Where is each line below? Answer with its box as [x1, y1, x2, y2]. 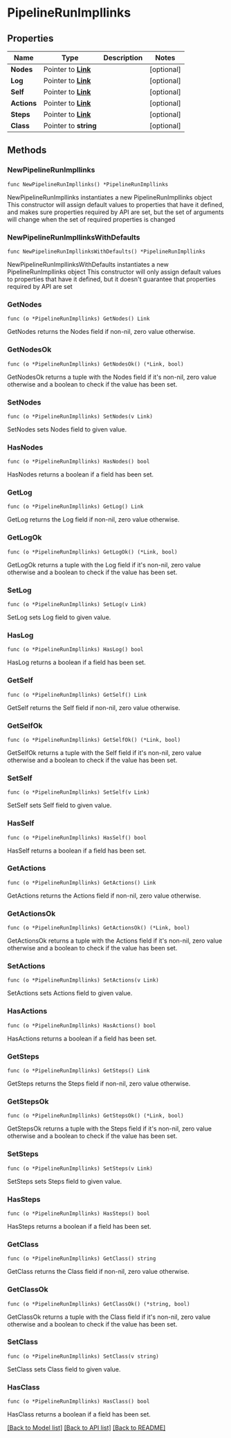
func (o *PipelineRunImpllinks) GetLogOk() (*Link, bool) [7, 549, 178, 556]
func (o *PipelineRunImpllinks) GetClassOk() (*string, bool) [7, 1300, 190, 1307]
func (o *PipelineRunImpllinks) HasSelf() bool [7, 834, 147, 841]
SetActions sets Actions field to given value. [7, 989, 133, 997]
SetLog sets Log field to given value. [7, 613, 111, 621]
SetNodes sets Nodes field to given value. [7, 425, 127, 434]
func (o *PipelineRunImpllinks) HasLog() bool [7, 646, 144, 653]
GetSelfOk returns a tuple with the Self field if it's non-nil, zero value [7, 748, 202, 756]
